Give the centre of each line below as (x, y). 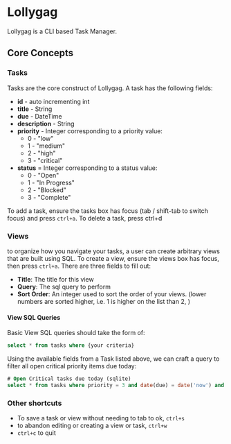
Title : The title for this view (56, 279)
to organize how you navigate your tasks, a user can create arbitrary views (113, 251)
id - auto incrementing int (53, 101)
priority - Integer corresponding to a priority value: (90, 131)
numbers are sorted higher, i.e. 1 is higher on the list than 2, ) (103, 301)
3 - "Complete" (49, 197)
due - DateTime (39, 116)
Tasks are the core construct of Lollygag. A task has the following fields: (110, 88)
